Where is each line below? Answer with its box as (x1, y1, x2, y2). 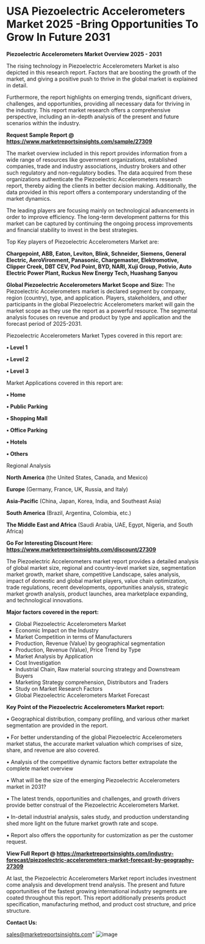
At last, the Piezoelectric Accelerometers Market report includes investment (6, 874, 196, 882)
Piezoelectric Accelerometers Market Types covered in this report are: (6, 331, 183, 339)
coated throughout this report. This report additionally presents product (6, 894, 186, 901)
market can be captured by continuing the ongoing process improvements (6, 220, 193, 227)
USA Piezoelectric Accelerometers (6, 4, 185, 18)
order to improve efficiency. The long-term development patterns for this (6, 213, 189, 220)
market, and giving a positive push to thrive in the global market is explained (6, 75, 198, 82)
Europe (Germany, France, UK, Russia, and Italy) (6, 485, 128, 492)
